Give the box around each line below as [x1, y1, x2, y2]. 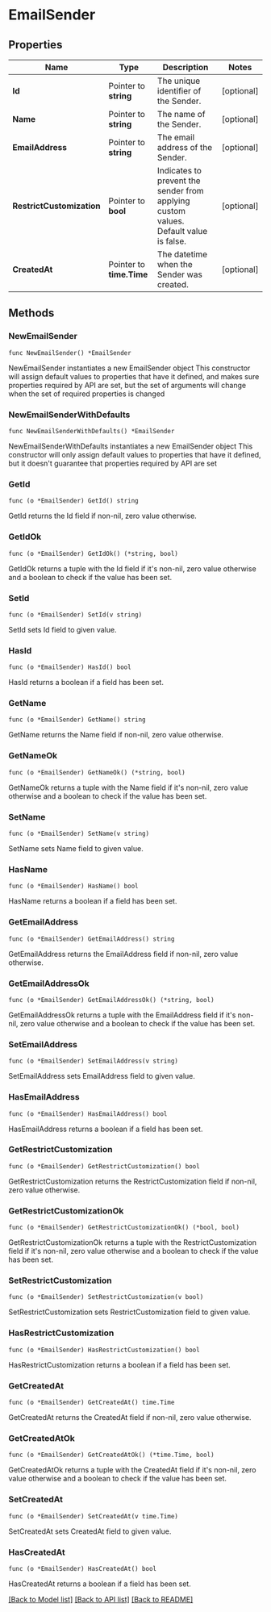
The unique [156, 75, 201, 86]
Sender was [156, 269, 203, 280]
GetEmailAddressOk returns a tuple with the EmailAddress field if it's [8, 1010, 236, 1020]
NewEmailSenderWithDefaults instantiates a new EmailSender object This [8, 441, 253, 451]
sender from [156, 186, 204, 196]
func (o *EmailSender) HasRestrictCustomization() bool [8, 1346, 200, 1354]
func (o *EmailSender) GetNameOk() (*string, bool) [8, 768, 186, 776]
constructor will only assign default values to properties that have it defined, [8, 449, 261, 459]
